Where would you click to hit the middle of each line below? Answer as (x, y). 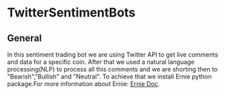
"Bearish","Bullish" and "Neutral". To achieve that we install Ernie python (109, 76)
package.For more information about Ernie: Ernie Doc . (84, 84)
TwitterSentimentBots (72, 13)
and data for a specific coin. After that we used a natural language (101, 62)
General (25, 38)
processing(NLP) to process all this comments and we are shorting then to (112, 69)
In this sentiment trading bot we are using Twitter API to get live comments (113, 54)
